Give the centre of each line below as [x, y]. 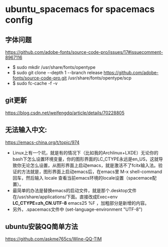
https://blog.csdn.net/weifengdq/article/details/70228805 [65, 113]
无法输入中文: [26, 130]
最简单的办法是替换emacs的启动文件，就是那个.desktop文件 [74, 190]
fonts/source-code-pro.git [39, 78]
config [19, 20]
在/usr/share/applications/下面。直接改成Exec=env [65, 197]
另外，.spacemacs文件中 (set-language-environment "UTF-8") [77, 209]
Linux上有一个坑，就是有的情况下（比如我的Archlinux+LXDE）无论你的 [86, 152]
